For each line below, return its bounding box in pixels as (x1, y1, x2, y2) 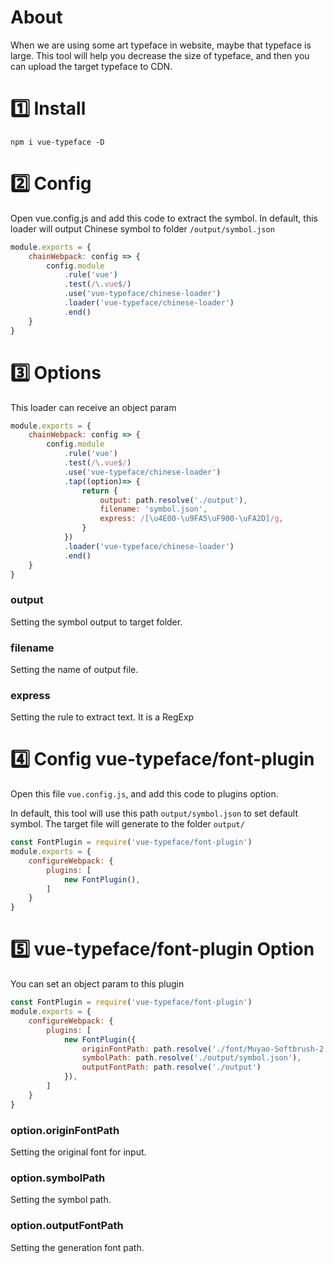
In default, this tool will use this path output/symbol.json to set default (10, 807, 299, 820)
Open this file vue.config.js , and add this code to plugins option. (10, 788, 279, 800)
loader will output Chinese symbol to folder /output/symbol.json (10, 222, 275, 235)
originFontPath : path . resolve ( (81, 1044, 213, 1054)
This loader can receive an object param (10, 401, 177, 413)
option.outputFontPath (10, 1219, 124, 1233)
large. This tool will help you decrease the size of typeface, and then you (10, 49, 310, 61)
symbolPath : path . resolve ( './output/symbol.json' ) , (81, 1053, 302, 1063)
